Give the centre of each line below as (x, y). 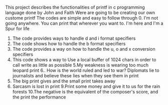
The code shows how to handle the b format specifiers (69, 44)
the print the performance (39, 97)
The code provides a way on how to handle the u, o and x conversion (84, 49)
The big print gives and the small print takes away (64, 81)
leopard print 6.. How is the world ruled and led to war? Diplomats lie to (86, 70)
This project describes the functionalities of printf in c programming (75, 7)
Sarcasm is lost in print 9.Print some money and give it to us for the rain (86, 86)
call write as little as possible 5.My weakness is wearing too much (80, 65)
